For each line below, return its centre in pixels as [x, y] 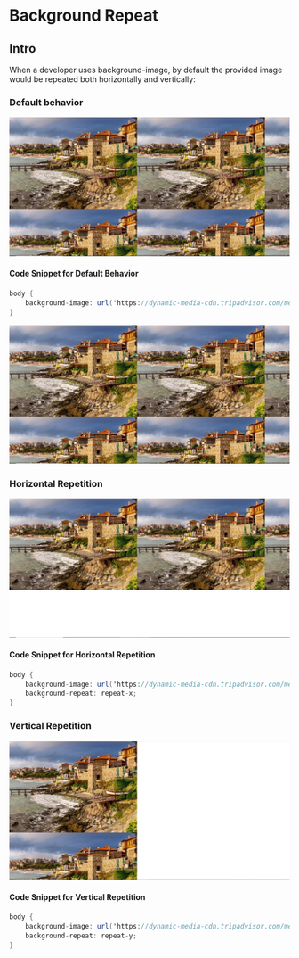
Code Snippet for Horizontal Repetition [82, 655]
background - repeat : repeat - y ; [81, 936]
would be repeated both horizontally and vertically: [102, 79]
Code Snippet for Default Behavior [74, 274]
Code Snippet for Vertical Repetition [77, 896]
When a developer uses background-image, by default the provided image [146, 70]
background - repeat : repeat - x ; [81, 694]
